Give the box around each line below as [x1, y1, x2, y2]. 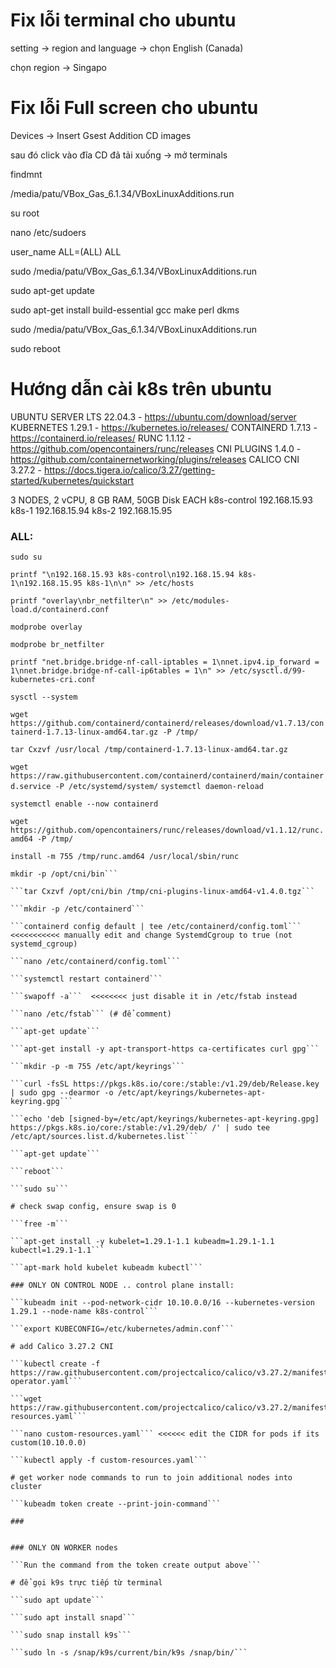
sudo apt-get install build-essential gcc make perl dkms [10, 304, 240, 316]
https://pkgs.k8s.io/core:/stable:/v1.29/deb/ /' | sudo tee [10, 1123, 271, 1133]
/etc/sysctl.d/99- [229, 666, 307, 676]
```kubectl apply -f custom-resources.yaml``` [10, 1455, 208, 1466]
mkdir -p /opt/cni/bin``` [10, 869, 118, 879]
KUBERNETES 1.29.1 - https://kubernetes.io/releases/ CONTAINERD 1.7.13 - [10, 421, 318, 433]
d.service [10, 782, 52, 792]
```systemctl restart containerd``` [10, 974, 163, 984]
